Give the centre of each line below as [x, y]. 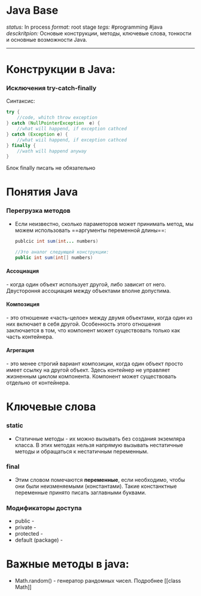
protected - [29, 534]
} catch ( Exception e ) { [37, 134]
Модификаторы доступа [44, 508]
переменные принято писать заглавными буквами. [80, 492]
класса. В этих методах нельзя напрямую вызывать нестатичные [99, 445]
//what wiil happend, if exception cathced [72, 140]
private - [25, 527]
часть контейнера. [30, 337]
